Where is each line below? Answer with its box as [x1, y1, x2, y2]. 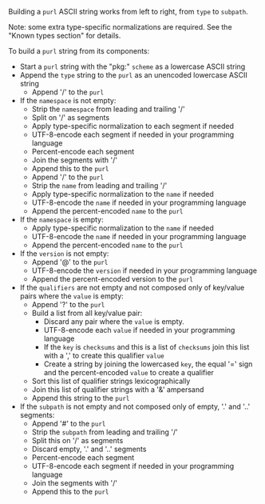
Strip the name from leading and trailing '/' [31, 181, 168, 190]
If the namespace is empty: [19, 215, 104, 224]
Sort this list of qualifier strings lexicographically [31, 376, 191, 386]
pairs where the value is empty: [19, 291, 124, 301]
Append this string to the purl [31, 394, 130, 402]
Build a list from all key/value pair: [31, 308, 143, 318]
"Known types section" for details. [8, 31, 121, 40]
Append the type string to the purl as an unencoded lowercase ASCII [19, 70, 247, 79]
